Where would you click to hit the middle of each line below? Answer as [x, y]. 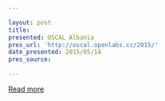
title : [19, 30]
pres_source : [30, 60]
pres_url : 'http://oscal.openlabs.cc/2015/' [83, 45]
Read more [26, 89]
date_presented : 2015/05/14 [55, 52]
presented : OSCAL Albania [51, 37]
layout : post [30, 22]
